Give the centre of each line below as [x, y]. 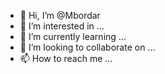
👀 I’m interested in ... [62, 26]
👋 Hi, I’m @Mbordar [60, 15]
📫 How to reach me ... [66, 58]
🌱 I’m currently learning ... [73, 36]
